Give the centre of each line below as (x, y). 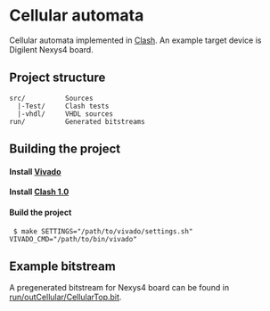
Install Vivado (35, 171)
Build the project (41, 212)
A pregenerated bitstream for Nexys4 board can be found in (119, 288)
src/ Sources (51, 98)
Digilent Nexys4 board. (51, 49)
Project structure (57, 78)
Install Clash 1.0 (39, 192)
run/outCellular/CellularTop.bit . (65, 297)
